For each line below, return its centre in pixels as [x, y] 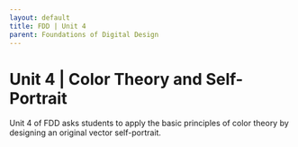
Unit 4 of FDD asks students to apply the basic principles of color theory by [149, 124]
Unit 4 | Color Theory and [106, 79]
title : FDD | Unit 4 [48, 26]
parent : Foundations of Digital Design [84, 34]
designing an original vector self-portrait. [86, 133]
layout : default [40, 18]
